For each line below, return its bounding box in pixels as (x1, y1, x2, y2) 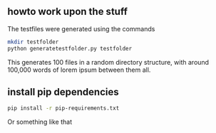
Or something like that (7, 117, 73, 127)
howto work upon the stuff (7, 6, 128, 18)
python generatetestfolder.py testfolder (7, 45, 133, 52)
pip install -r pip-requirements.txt (7, 105, 120, 112)
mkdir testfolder (7, 38, 59, 46)
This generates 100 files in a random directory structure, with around (7, 58, 209, 66)
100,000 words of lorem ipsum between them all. (7, 65, 151, 74)
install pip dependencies (7, 85, 119, 98)
